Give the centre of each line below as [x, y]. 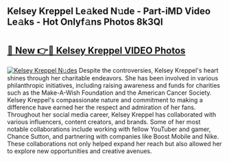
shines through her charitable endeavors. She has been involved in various [113, 78]
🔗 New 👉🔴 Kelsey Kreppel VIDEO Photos [96, 50]
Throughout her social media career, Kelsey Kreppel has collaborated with [112, 115]
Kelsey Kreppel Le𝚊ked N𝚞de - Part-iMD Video [109, 11]
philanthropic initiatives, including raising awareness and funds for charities [114, 85]
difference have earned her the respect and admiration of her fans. [101, 107]
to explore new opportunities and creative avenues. [80, 151]
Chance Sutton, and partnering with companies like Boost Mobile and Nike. [113, 136]
